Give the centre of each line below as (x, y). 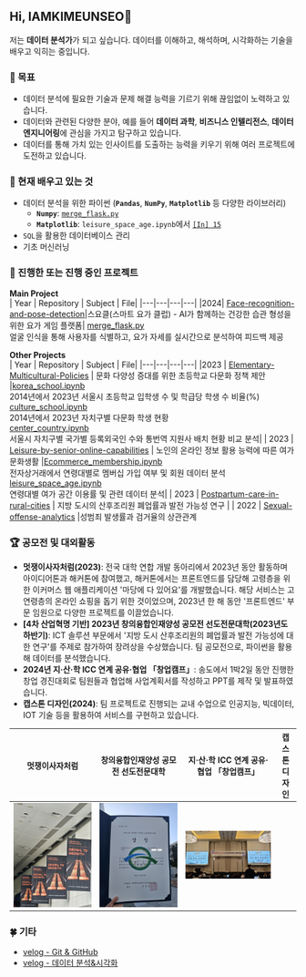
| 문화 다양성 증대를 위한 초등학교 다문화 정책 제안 (178, 375)
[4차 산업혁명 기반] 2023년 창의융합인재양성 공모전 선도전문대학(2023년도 (155, 624)
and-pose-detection (47, 314)
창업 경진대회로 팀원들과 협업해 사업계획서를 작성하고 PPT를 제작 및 (142, 681)
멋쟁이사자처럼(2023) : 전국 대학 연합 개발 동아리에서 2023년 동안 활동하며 (155, 567)
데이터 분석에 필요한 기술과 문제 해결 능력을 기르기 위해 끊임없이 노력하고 (151, 99)
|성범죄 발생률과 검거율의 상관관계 (137, 517)
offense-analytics (42, 517)
